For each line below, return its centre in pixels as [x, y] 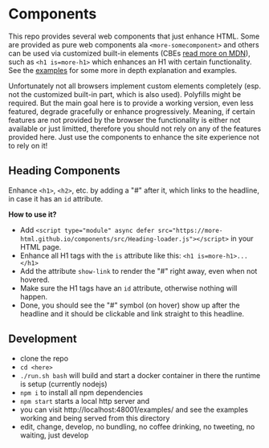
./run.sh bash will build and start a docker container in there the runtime [140, 375]
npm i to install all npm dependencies [81, 392]
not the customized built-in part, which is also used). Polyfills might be [125, 94]
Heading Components [64, 171]
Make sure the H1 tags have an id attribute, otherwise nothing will [128, 288]
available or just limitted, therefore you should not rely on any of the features [135, 128]
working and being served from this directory [95, 417]
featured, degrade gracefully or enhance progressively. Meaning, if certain [132, 111]
